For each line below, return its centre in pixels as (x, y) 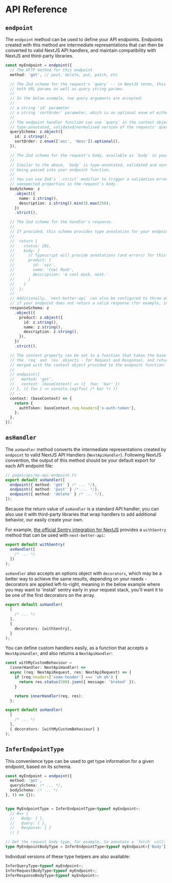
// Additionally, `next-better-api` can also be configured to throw (85, 298)
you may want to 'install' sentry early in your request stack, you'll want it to (84, 590)
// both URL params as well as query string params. (67, 89)
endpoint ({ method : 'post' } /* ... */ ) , (55, 490)
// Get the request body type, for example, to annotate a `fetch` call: (86, 842)
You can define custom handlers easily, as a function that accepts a (77, 648)
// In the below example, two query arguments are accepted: (77, 99)
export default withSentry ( (35, 545)
